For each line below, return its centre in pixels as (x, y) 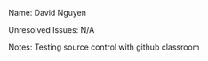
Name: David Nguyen (47, 13)
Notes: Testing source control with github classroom (104, 47)
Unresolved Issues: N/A (52, 30)
